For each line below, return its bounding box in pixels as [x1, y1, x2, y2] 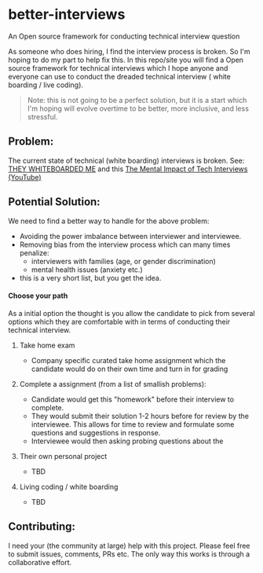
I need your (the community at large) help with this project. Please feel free [8, 541, 250, 550]
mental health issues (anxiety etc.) [31, 265, 143, 274]
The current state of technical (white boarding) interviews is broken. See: [8, 156, 245, 165]
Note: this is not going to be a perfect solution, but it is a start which [27, 95, 247, 105]
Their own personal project [19, 451, 108, 461]
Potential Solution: [8, 195, 100, 209]
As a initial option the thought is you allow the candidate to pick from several [8, 308, 255, 318]
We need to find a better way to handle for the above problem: [8, 216, 210, 226]
